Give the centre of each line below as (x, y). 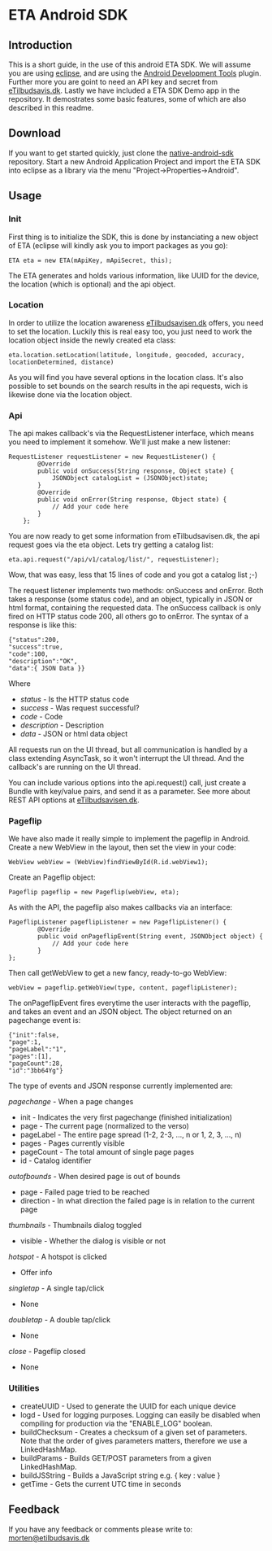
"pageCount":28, (36, 1064)
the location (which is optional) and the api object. (92, 284)
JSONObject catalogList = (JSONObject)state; (130, 478)
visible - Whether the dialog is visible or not (93, 1241)
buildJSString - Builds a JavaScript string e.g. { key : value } (120, 1475)
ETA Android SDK (68, 15)
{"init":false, (34, 1035)
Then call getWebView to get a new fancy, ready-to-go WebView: (118, 973)
